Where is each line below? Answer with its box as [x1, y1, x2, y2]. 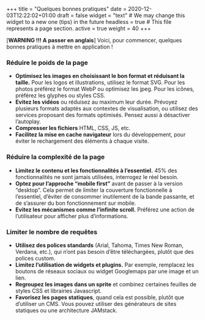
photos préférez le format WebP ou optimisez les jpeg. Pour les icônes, [15, 85, 195, 93]
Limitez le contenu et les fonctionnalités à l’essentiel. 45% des [15, 167, 177, 174]
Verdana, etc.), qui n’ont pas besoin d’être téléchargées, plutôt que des [15, 248, 194, 255]
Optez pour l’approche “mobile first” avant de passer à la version [15, 180, 183, 187]
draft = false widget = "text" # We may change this [57, 12, 185, 19]
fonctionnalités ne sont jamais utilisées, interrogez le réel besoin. [15, 173, 179, 180]
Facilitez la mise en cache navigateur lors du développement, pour [15, 131, 186, 139]
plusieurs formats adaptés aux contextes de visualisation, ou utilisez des [15, 105, 198, 112]
